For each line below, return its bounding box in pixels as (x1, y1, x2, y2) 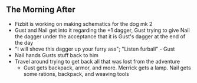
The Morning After (6, 5, 75, 15)
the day (14, 39, 34, 46)
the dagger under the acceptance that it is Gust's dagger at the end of (14, 32, 186, 40)
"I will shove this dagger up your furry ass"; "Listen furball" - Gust (14, 45, 175, 52)
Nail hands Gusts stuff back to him (14, 51, 99, 58)
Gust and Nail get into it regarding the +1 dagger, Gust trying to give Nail (14, 26, 190, 34)
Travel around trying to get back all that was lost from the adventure (14, 58, 180, 65)
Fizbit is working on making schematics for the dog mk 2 (14, 20, 153, 27)
